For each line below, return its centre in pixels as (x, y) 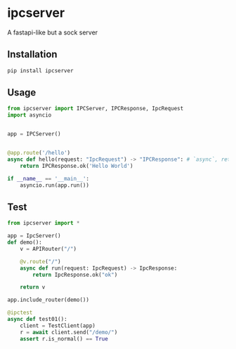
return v (33, 287)
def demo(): (25, 242)
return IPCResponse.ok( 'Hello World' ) (77, 166)
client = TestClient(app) (58, 325)
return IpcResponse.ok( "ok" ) (75, 275)
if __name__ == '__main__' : (48, 178)
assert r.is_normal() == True (64, 338)
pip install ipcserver (40, 71)
